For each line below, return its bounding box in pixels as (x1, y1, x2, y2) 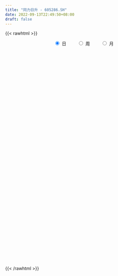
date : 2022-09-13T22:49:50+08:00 (5, 12, 75, 17)
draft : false (5, 17, 32, 22)
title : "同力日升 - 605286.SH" (5, 7, 67, 13)
